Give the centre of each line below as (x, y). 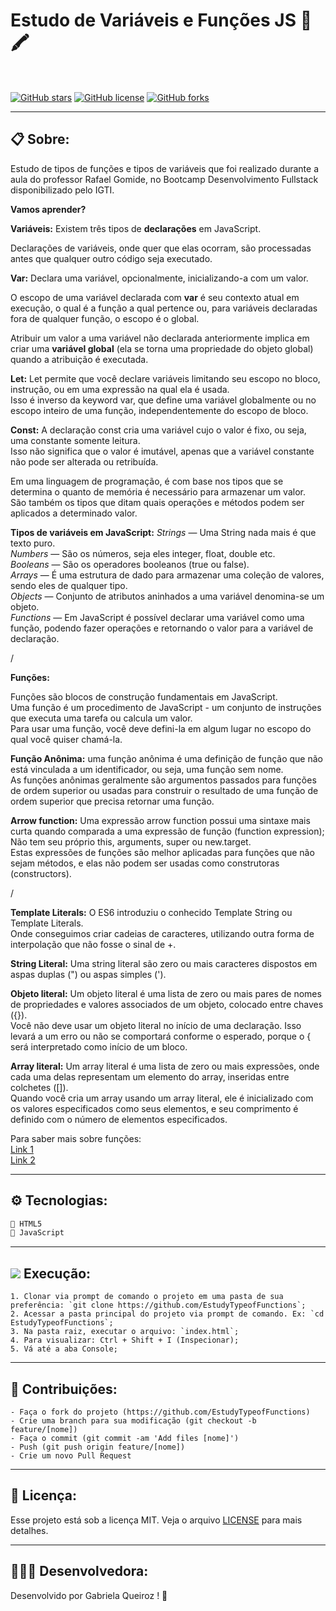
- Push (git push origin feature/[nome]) (98, 1447)
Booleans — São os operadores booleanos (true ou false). (130, 564)
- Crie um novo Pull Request (71, 1455)
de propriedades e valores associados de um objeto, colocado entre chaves (167, 1004)
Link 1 (22, 1149)
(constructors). (41, 873)
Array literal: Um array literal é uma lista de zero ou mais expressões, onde (165, 1066)
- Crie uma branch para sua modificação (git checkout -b (133, 1420)
